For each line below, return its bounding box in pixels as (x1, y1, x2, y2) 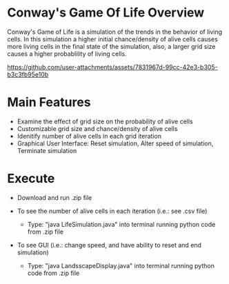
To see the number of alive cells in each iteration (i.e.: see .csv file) (17, 207, 208, 215)
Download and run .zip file (17, 193, 92, 201)
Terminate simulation (17, 146, 77, 154)
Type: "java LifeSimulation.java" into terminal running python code (27, 220, 216, 228)
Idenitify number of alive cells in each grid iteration (17, 132, 162, 140)
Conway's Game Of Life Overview (7, 5, 205, 21)
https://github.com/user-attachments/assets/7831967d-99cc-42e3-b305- (7, 63, 219, 71)
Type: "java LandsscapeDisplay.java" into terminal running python (27, 261, 215, 270)
